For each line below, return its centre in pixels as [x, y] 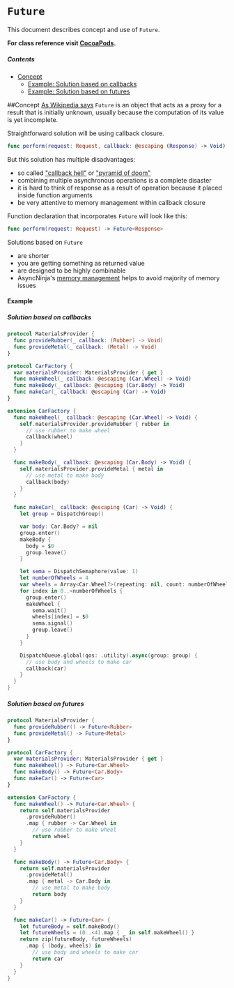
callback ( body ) [48, 482]
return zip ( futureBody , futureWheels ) [76, 939]
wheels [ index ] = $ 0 [61, 617]
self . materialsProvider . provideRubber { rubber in [95, 424]
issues [26, 285]
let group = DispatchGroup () [62, 514]
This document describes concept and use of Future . [84, 29]
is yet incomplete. [33, 119]
